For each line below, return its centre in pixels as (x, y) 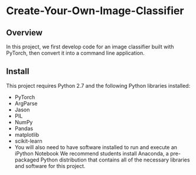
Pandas (24, 128)
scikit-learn (28, 141)
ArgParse (26, 103)
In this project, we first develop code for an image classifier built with (90, 47)
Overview (24, 33)
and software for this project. (50, 166)
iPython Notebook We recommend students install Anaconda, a (92, 153)
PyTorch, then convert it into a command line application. (75, 53)
